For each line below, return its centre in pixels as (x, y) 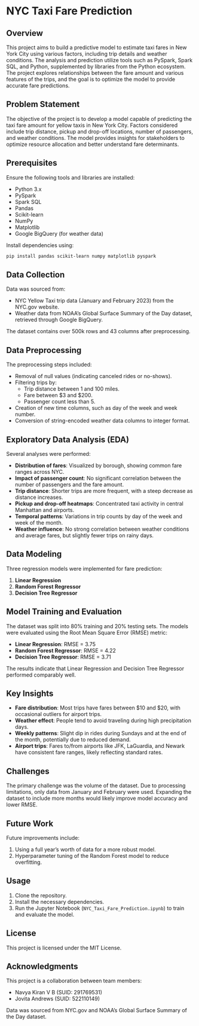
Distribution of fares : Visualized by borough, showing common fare (98, 465)
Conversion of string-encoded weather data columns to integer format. (102, 421)
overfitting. (28, 862)
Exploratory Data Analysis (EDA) (68, 439)
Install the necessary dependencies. (59, 902)
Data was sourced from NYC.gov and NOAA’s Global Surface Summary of (97, 1010)
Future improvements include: (43, 838)
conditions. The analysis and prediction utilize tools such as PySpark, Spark (99, 60)
